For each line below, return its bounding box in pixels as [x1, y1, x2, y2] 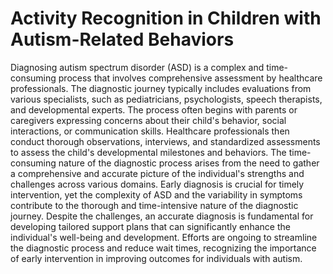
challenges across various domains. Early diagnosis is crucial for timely [10, 178, 305, 190]
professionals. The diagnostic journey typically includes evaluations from [10, 82, 312, 94]
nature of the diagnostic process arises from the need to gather [58, 157, 320, 169]
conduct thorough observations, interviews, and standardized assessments [10, 135, 321, 147]
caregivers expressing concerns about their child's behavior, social [10, 114, 287, 126]
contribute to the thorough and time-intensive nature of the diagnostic [10, 199, 299, 211]
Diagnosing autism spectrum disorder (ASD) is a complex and [10, 61, 265, 73]
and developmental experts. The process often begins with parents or [10, 103, 298, 116]
